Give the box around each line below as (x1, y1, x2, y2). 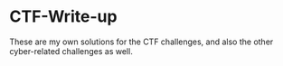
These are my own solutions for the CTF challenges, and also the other (9, 36, 274, 47)
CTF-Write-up (9, 6, 118, 27)
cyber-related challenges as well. (9, 45, 133, 56)
